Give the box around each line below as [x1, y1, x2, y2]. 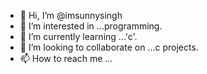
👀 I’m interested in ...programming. [19, 20, 163, 32]
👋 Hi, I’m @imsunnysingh [19, 10, 123, 21]
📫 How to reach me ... [19, 53, 113, 64]
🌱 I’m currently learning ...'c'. [19, 31, 138, 42]
